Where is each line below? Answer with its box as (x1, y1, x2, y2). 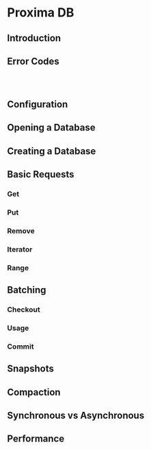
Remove (7, 226, 36, 235)
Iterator (7, 244, 33, 254)
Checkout (7, 305, 40, 314)
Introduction (7, 32, 61, 44)
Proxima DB (7, 5, 74, 21)
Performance (7, 433, 65, 445)
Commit (7, 342, 34, 351)
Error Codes (7, 55, 59, 67)
